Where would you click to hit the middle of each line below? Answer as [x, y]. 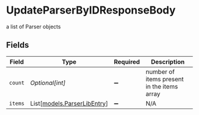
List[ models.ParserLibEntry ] [69, 103]
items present [165, 79]
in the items [162, 86]
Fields [18, 45]
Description [168, 61]
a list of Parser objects [33, 27]
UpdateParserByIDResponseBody [91, 10]
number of [160, 71]
